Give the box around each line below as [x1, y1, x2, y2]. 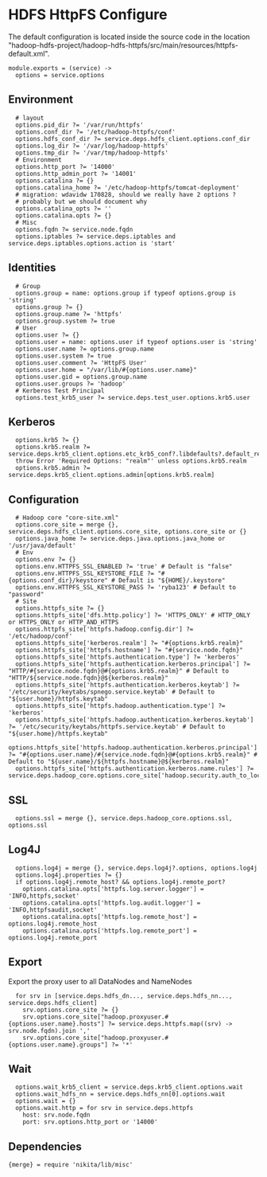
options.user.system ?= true [15, 352, 112, 360]
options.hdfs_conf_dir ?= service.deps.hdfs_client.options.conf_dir [15, 135, 250, 143]
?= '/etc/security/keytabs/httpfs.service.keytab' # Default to [8, 723, 226, 731]
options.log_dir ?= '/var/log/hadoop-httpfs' [15, 142, 169, 150]
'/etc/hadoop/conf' [8, 632, 73, 640]
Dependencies [8, 1140, 82, 1153]
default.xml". [8, 49, 50, 58]
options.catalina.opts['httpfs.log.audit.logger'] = [22, 898, 201, 907]
